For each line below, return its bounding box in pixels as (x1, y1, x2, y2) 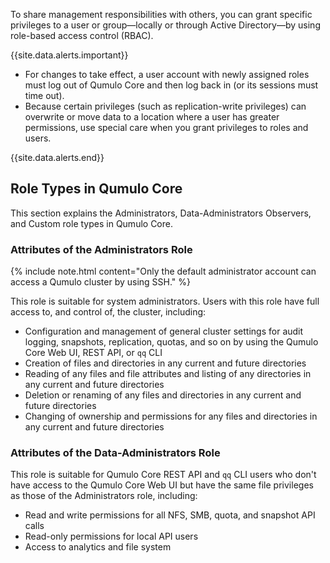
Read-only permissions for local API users (24, 530, 199, 543)
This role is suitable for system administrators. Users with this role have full (10, 295, 320, 308)
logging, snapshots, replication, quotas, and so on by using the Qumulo (24, 336, 319, 348)
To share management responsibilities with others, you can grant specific (10, 9, 313, 20)
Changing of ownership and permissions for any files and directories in (24, 410, 318, 423)
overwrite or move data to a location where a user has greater (24, 111, 280, 123)
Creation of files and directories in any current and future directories (24, 357, 307, 369)
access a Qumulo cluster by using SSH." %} (10, 276, 192, 288)
